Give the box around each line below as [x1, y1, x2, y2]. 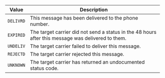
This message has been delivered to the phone [30, 15, 138, 21]
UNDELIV [7, 44, 26, 49]
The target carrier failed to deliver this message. [30, 43, 141, 50]
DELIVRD [7, 18, 26, 24]
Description [80, 6, 108, 13]
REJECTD [7, 52, 26, 57]
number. [30, 21, 50, 27]
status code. [30, 65, 59, 72]
